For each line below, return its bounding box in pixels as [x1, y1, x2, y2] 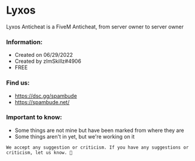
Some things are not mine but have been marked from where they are [14, 127, 184, 134]
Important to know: [6, 113, 63, 121]
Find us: [6, 79, 30, 87]
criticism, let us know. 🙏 [6, 149, 73, 156]
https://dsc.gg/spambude [14, 92, 77, 99]
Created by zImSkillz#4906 [14, 57, 82, 65]
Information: [6, 38, 43, 46]
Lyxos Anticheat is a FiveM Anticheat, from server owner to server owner [6, 23, 184, 30]
